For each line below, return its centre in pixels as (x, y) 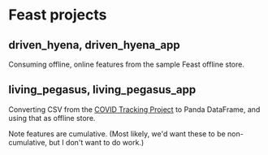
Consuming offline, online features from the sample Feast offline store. (127, 64)
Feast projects (58, 15)
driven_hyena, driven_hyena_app (94, 45)
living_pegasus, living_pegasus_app (102, 90)
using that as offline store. (52, 118)
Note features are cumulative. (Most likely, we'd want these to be (117, 133)
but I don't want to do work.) (96, 142)
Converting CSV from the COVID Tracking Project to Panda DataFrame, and (134, 109)
